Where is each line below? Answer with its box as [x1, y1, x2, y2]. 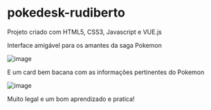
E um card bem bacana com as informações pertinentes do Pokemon [7, 68, 205, 76]
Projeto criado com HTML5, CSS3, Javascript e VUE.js [7, 28, 163, 36]
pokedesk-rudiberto [7, 5, 126, 21]
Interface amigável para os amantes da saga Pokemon [7, 41, 163, 49]
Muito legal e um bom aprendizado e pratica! [7, 95, 135, 103]
